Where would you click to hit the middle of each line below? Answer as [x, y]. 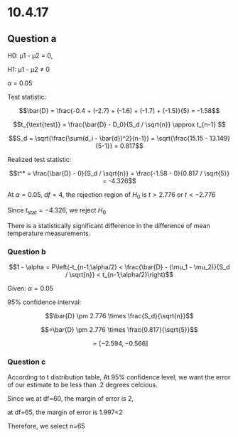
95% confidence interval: [44, 302]
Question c [27, 362]
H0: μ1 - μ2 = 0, [30, 55]
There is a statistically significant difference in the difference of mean [109, 225]
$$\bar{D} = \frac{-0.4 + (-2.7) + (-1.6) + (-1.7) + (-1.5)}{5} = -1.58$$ [119, 110]
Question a [32, 39]
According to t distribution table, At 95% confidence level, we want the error [119, 377]
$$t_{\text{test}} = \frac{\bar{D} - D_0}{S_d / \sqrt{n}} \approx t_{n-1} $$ [119, 124]
